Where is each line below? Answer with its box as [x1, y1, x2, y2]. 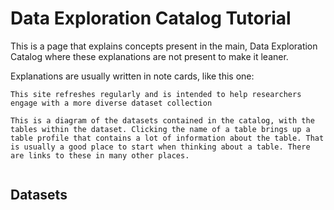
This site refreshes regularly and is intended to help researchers [10, 89, 302, 99]
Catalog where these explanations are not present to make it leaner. [10, 50, 289, 62]
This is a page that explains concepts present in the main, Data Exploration [10, 40, 318, 52]
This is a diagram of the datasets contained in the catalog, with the [10, 115, 315, 126]
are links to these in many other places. [10, 150, 190, 161]
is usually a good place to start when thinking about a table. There [10, 142, 311, 152]
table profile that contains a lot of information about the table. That [10, 133, 325, 143]
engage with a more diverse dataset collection [10, 98, 213, 108]
